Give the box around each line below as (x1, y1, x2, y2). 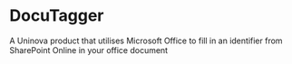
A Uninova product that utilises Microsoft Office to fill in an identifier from (9, 35, 283, 46)
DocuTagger (9, 5, 104, 26)
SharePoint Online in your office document (9, 44, 169, 55)
